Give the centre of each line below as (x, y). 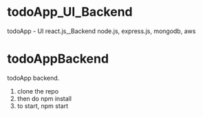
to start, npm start (43, 106)
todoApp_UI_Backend (70, 12)
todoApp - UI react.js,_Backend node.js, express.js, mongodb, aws (101, 31)
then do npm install (44, 98)
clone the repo (38, 91)
